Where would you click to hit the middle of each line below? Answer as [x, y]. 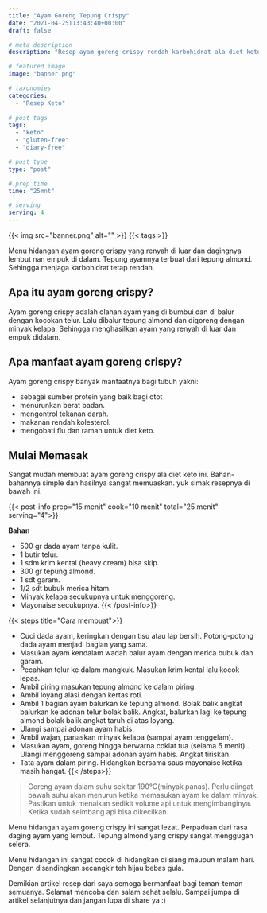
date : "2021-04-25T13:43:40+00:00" [67, 23]
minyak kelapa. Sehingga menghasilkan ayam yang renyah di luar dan [122, 328]
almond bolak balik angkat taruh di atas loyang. [97, 721]
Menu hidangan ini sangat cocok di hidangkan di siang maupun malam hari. [132, 860]
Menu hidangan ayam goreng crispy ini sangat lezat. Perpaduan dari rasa [128, 827]
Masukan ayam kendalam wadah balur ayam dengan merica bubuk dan [136, 653]
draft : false [30, 30]
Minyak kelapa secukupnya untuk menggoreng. [97, 596]
